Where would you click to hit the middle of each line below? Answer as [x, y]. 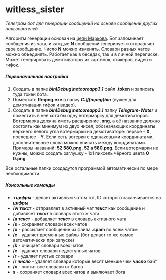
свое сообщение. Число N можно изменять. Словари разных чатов [78, 49]
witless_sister [35, 9]
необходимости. [23, 173]
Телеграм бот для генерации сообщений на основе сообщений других [81, 23]
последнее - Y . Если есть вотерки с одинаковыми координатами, [83, 137]
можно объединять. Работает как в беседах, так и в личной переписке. [82, 54]
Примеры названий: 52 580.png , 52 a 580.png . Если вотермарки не [86, 148]
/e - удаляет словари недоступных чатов [56, 251]
